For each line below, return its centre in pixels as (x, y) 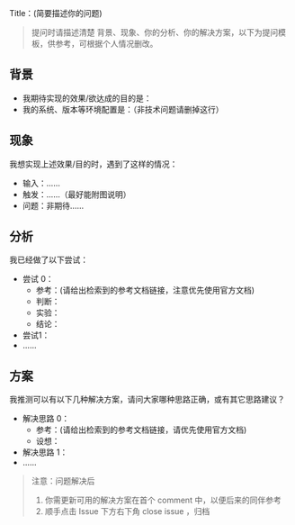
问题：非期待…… (53, 205)
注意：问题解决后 (63, 481)
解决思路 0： (46, 419)
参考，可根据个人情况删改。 (107, 44)
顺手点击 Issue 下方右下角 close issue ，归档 (127, 511)
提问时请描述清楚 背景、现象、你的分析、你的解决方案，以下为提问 (155, 32)
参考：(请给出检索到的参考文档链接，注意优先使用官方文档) (145, 290)
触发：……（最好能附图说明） (76, 194)
